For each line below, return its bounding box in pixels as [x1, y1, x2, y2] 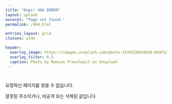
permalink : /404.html [5, 22, 52, 27]
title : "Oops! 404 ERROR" [5, 7, 60, 13]
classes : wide [5, 36, 36, 41]
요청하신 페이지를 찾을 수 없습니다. [5, 82, 74, 88]
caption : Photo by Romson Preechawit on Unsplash [10, 59, 118, 65]
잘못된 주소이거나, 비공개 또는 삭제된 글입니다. [5, 93, 97, 99]
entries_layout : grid [5, 31, 52, 36]
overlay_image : [10, 50, 42, 55]
